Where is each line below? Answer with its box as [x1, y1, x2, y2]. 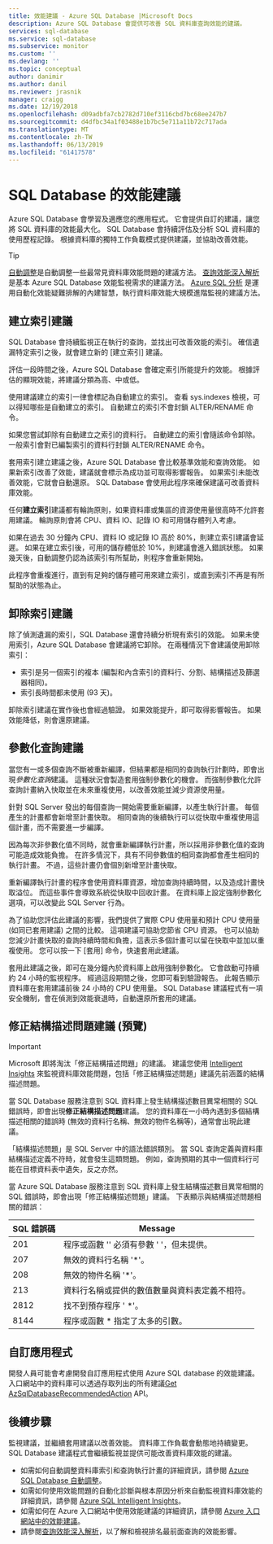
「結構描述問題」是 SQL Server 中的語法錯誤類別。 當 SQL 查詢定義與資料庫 [8, 1144, 263, 1153]
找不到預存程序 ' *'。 [63, 1300, 144, 1311]
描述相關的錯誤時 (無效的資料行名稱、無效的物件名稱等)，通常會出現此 [8, 1116, 244, 1126]
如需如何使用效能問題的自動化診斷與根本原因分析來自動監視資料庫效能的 [19, 1486, 262, 1496]
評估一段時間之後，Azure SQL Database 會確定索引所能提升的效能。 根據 [8, 365, 253, 374]
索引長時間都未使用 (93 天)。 [19, 687, 118, 697]
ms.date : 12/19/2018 [8, 103, 79, 111]
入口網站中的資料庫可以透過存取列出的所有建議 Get [8, 1379, 177, 1389]
